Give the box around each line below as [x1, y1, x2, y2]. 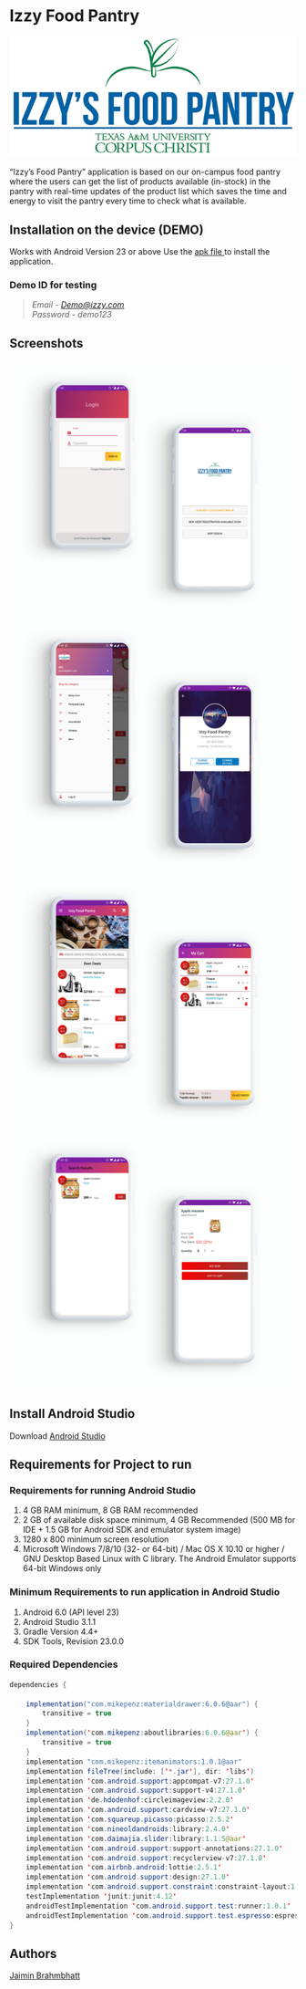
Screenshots [9, 335, 84, 351]
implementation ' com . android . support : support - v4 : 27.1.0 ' [25, 1786, 247, 1796]
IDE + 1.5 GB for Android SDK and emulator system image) [22, 1525, 241, 1536]
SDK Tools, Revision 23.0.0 [22, 1635, 125, 1647]
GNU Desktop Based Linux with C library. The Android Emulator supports [22, 1553, 297, 1565]
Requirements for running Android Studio [9, 1484, 197, 1496]
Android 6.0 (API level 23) [22, 1607, 120, 1618]
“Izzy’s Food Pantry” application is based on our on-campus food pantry [9, 166, 280, 178]
